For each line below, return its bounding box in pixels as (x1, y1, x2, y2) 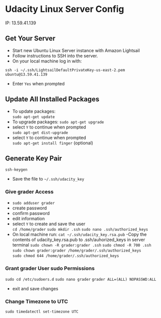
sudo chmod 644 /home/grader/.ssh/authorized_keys (12, 253, 119, 258)
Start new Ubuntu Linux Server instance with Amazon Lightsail (12, 47, 140, 53)
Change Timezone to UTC (5, 298, 68, 305)
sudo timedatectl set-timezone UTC (5, 309, 79, 315)
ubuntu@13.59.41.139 (5, 72, 48, 77)
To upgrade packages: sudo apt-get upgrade (12, 119, 104, 125)
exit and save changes (12, 285, 58, 291)
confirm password (12, 210, 50, 216)
